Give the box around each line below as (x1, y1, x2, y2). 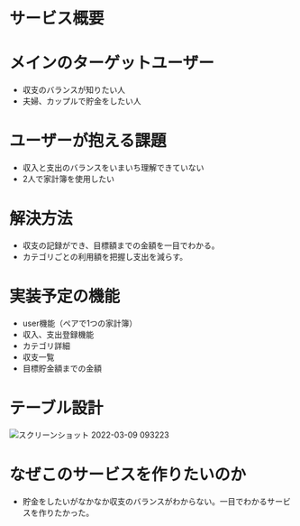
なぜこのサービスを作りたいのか (9, 465, 247, 485)
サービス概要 (9, 8, 105, 29)
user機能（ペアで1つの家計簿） (22, 318, 138, 328)
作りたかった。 (38, 507, 95, 518)
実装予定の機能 (9, 286, 121, 307)
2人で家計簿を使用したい (22, 173, 115, 185)
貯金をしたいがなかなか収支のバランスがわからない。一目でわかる (22, 495, 268, 506)
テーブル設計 (9, 398, 104, 419)
